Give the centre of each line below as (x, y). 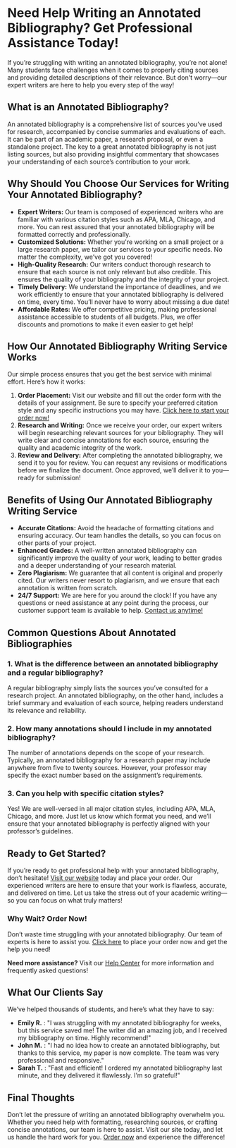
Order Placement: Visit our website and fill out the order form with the (119, 396)
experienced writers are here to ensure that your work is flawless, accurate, (117, 886)
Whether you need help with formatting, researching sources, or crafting (113, 1122)
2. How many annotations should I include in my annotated (110, 728)
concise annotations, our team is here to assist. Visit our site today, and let (115, 1130)
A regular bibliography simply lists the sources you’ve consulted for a (108, 688)
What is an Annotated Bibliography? (88, 107)
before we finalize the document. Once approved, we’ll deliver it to (114, 470)
